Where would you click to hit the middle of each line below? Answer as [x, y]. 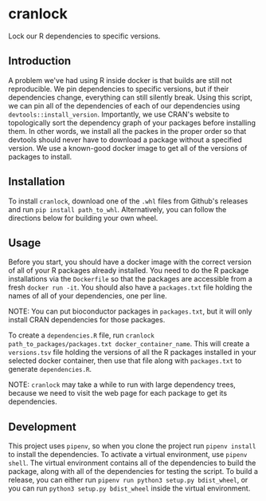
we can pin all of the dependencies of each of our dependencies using [124, 105]
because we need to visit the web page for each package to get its [118, 393]
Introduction [40, 61]
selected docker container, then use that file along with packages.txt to [125, 361]
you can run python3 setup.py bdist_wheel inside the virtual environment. [129, 488]
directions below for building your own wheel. [83, 218]
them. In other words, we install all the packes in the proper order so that [127, 131]
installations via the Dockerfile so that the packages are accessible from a [130, 279]
